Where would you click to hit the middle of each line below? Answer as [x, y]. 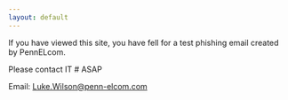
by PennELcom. [37, 52]
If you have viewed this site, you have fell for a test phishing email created [144, 42]
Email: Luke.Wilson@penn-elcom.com [78, 86]
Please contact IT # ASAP [56, 69]
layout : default [38, 17]
